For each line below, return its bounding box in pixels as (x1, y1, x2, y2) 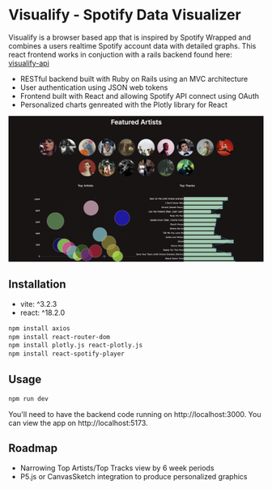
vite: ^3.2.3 (19, 299, 57, 308)
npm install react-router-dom (8, 333, 111, 341)
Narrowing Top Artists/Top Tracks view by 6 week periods (19, 463, 215, 473)
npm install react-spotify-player (8, 350, 125, 358)
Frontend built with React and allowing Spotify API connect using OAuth (19, 91, 259, 100)
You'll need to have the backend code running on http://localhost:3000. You (8, 409, 261, 419)
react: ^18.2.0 (19, 308, 66, 317)
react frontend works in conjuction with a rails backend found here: (8, 49, 233, 59)
